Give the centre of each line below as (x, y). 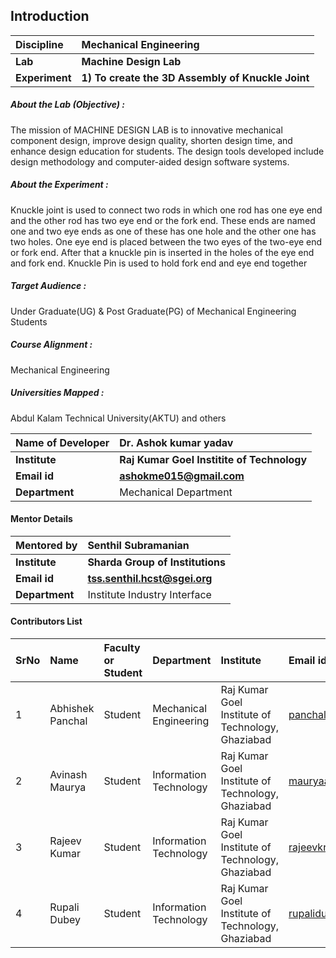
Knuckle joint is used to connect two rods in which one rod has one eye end (166, 210)
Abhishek (72, 709)
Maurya (68, 787)
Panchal (68, 721)
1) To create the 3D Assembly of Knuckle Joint (195, 77)
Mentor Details (41, 519)
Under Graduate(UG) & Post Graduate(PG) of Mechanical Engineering (153, 311)
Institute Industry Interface (149, 594)
